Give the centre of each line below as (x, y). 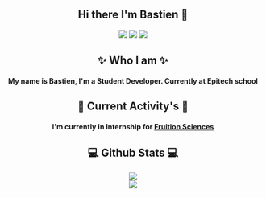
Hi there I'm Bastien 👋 (133, 15)
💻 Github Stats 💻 (133, 153)
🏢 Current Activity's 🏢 (133, 107)
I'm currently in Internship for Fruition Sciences (133, 126)
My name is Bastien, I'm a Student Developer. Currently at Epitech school (133, 80)
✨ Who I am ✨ (133, 61)
